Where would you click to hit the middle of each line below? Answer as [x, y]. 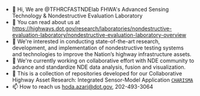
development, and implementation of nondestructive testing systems [98, 48]
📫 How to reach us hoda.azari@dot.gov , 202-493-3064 [82, 87]
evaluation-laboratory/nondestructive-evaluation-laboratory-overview [99, 35]
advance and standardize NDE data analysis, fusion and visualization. [99, 67]
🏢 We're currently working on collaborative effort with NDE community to [103, 61]
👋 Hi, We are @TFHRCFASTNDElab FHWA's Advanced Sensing [90, 9]
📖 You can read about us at [46, 22]
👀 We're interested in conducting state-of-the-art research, [86, 41]
